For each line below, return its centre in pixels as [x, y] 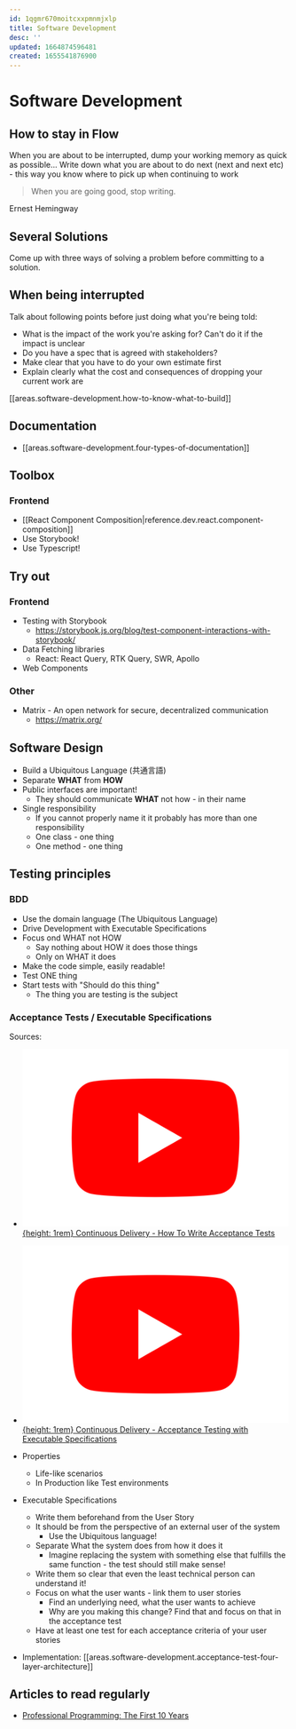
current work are [53, 381]
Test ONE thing [50, 975]
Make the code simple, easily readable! [93, 966]
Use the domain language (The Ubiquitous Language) [120, 918]
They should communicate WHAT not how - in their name [140, 799]
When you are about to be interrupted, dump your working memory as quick [148, 155]
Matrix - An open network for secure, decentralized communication [145, 710]
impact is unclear [54, 343]
